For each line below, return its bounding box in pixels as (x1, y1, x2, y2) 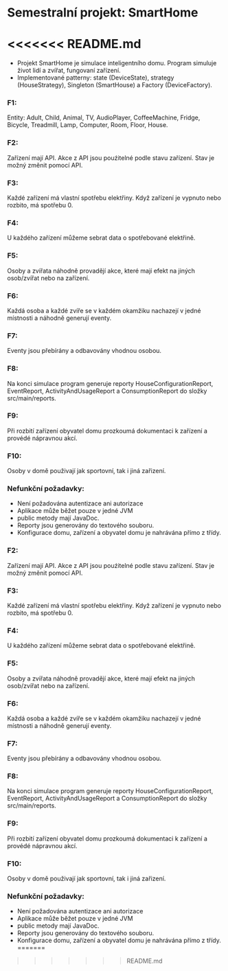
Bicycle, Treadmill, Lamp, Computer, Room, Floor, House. (7, 121, 168, 129)
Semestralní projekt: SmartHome (7, 5, 198, 21)
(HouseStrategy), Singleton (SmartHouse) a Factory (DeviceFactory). (16, 81, 213, 89)
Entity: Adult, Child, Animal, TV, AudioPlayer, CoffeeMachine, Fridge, (7, 113, 201, 122)
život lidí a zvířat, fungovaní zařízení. (16, 67, 122, 75)
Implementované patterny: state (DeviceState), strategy (16, 73, 174, 82)
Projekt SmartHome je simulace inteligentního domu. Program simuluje (16, 59, 217, 67)
